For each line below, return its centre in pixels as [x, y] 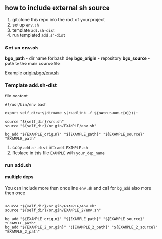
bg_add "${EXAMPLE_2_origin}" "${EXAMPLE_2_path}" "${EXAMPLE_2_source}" [81, 227]
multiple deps [19, 177]
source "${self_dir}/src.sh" [35, 122]
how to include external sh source [58, 8]
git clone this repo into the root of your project [58, 19]
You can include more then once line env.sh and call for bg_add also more [78, 188]
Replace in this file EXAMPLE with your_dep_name [58, 153]
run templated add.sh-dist [39, 35]
